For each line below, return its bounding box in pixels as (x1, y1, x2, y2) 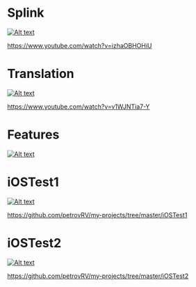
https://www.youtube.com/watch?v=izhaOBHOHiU (7, 41, 152, 49)
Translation (7, 66, 74, 82)
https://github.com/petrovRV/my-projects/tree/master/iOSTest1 (7, 210, 188, 219)
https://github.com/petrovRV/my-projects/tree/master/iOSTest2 (7, 272, 189, 280)
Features (7, 127, 60, 143)
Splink (7, 5, 44, 21)
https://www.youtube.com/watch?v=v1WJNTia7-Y (7, 102, 150, 111)
